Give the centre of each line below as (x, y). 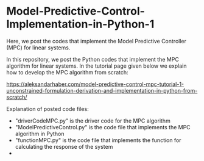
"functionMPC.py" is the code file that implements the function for (98, 140)
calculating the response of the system (64, 146)
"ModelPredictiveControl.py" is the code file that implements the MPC (103, 127)
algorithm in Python (40, 134)
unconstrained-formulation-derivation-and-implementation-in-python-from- (102, 90)
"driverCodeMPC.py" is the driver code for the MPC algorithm (93, 121)
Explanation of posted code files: (48, 109)
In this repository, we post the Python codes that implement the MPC (93, 59)
